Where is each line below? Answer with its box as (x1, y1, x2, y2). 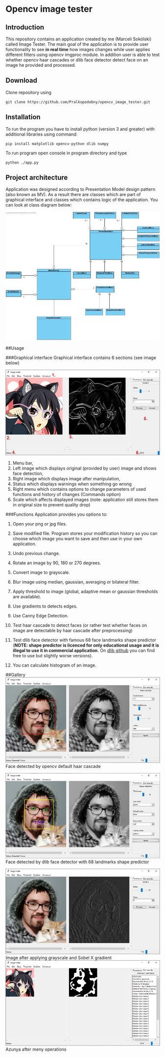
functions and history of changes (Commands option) (12, 492, 121, 498)
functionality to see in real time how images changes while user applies (5, 47, 150, 52)
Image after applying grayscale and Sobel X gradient (5, 955, 112, 961)
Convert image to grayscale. (12, 569, 70, 576)
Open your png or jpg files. (12, 521, 67, 527)
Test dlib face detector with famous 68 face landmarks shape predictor (12, 637, 156, 643)
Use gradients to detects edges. (12, 603, 78, 609)
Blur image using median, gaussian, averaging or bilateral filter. (12, 579, 140, 585)
